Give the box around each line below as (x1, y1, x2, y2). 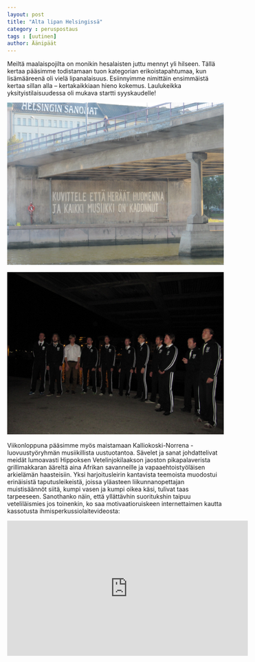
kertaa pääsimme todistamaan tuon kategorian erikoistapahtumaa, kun (7, 67, 207, 76)
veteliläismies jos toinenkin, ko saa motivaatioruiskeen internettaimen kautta (7, 500, 222, 508)
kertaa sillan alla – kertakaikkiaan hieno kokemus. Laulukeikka (7, 82, 182, 90)
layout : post (7, 11, 45, 18)
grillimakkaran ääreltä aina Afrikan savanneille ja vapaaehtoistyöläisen (7, 464, 206, 472)
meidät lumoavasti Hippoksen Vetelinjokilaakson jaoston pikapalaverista (7, 456, 211, 464)
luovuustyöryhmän (7, 448, 60, 457)
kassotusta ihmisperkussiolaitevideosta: (7, 507, 120, 515)
